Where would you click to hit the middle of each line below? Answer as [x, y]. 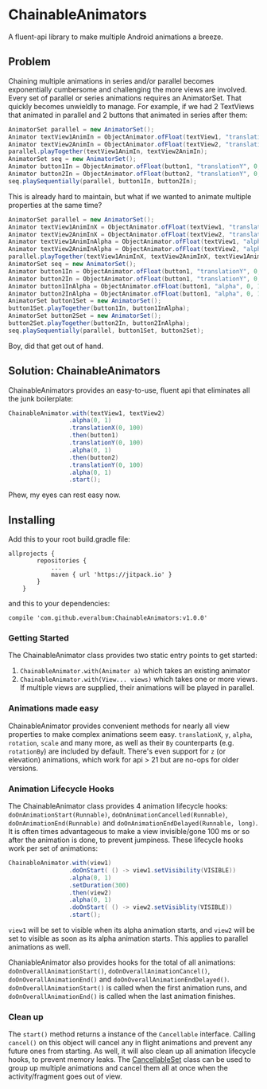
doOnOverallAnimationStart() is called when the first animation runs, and [128, 988]
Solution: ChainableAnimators [84, 371]
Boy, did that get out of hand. [56, 346]
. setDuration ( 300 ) [99, 885]
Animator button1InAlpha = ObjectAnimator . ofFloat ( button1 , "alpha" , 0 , [131, 286]
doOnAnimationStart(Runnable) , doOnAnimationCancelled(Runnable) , [118, 815]
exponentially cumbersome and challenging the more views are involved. [128, 89]
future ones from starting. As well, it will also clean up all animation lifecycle [132, 1051]
